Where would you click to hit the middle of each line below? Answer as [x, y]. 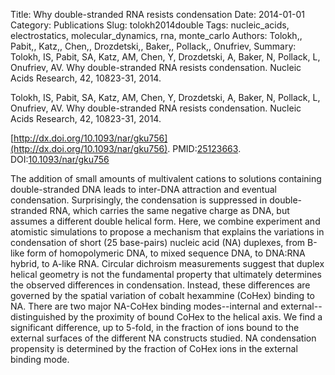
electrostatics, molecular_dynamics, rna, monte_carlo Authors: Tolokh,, [156, 35]
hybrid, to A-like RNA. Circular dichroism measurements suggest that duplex [167, 263]
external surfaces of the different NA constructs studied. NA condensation [163, 338]
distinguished [38, 317]
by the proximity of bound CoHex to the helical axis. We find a [195, 317]
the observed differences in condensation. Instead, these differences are [160, 285]
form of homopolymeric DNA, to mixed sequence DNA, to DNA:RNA [166, 253]
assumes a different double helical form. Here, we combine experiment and [165, 221]
